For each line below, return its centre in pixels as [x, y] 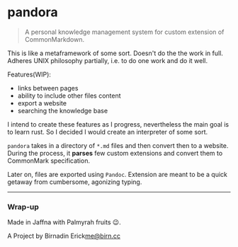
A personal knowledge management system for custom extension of [124, 32]
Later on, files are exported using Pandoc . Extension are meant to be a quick [118, 174]
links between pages [48, 88]
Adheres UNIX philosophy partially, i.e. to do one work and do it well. [107, 60]
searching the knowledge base [63, 110]
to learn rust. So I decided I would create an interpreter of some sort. [108, 132]
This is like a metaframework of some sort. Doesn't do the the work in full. [115, 53]
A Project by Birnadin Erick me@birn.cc [64, 236]
